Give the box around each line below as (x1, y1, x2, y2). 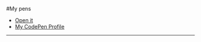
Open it (14, 17, 33, 23)
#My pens (6, 5, 31, 12)
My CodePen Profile (14, 23, 65, 30)
